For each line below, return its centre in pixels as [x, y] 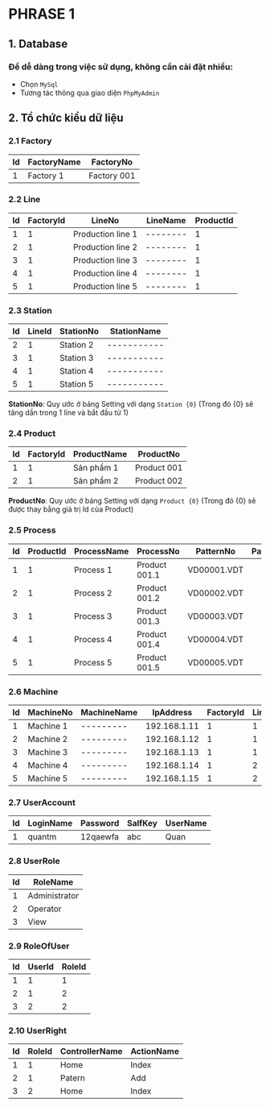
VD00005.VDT [216, 662]
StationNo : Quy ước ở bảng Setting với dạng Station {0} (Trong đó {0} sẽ [131, 404]
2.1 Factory [30, 141]
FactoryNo [112, 162]
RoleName [53, 881]
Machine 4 [48, 765]
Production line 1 [105, 234]
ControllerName [91, 1051]
